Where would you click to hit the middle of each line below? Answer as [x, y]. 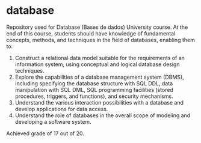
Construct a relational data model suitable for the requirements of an [100, 58]
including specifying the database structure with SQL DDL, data [94, 83]
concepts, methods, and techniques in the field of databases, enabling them [101, 40]
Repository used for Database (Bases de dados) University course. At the [97, 27]
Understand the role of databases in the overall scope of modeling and [103, 115]
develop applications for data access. [61, 109]
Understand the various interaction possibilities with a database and [99, 102]
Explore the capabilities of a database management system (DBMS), [100, 77]
